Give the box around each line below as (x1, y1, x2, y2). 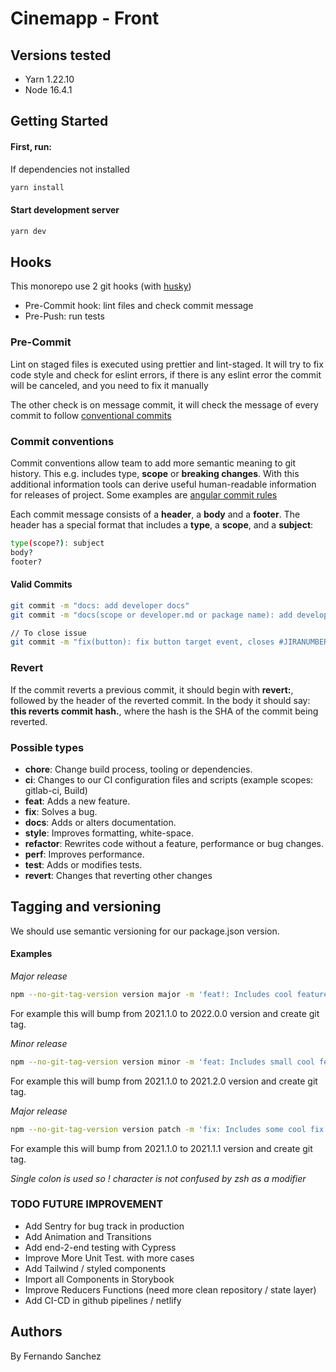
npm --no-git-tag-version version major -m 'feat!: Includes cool (10, 989, 293, 999)
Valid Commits (10, 578, 73, 591)
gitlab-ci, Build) (24, 784, 88, 796)
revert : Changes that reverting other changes (24, 869, 213, 881)
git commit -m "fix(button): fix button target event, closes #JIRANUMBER (10, 637, 329, 647)
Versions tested (10, 47, 112, 64)
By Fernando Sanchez (10, 1350, 102, 1362)
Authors (10, 1323, 63, 1341)
